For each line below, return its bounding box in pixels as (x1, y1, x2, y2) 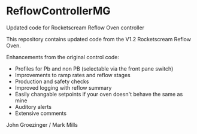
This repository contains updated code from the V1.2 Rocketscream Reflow (6, 35, 192, 42)
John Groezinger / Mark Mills (6, 121, 78, 128)
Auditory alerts (14, 103, 52, 110)
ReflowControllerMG (6, 4, 111, 18)
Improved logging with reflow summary (14, 84, 112, 91)
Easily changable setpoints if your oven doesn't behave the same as (14, 90, 183, 98)
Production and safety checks (14, 78, 89, 85)
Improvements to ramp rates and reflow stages (14, 71, 131, 78)
